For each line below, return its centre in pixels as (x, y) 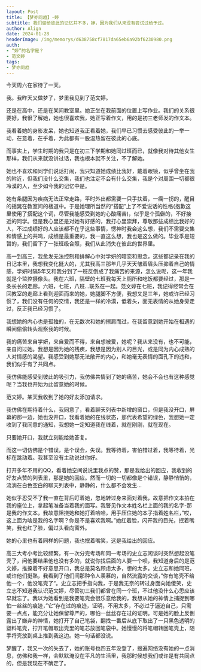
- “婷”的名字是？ (25, 51)
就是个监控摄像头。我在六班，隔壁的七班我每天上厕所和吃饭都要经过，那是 (98, 279)
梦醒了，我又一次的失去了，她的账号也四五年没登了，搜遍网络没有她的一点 (98, 648)
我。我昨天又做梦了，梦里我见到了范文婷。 (59, 98)
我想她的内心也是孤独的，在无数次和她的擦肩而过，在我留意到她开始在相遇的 (100, 321)
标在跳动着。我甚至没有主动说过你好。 (53, 458)
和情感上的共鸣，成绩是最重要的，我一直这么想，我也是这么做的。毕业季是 (98, 236)
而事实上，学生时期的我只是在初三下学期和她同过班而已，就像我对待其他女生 (100, 151)
